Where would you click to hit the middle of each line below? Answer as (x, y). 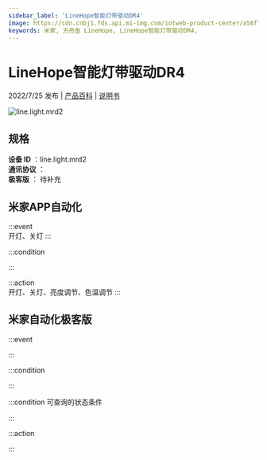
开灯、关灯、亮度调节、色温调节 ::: (65, 292)
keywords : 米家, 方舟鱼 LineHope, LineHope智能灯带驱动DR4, (103, 30)
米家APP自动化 (45, 207)
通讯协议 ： (27, 170)
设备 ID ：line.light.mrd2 (48, 159)
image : (19, 23)
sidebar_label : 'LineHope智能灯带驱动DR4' (76, 16)
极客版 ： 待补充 (35, 179)
